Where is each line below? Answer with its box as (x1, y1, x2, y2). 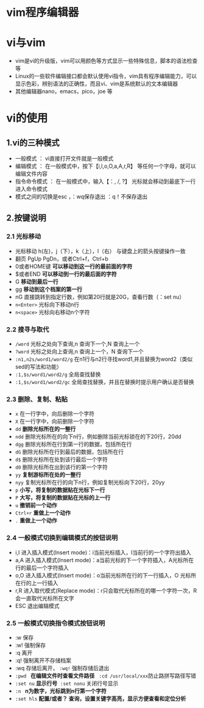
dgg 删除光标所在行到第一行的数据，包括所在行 (15, 441, 132, 448)
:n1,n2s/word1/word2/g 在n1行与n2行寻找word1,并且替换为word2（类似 (15, 355, 193, 363)
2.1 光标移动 (6, 233, 41, 241)
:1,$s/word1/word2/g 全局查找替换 (15, 370, 101, 378)
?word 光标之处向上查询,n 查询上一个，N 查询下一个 (15, 348, 144, 355)
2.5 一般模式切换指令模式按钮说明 (6, 619, 105, 627)
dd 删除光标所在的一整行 (15, 425, 76, 433)
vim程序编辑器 (6, 5, 79, 20)
